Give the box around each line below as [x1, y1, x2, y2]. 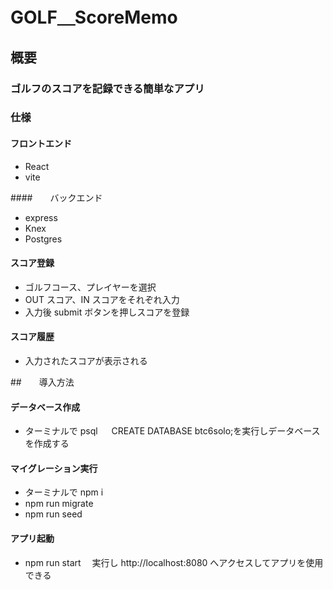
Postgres [24, 233, 63, 245]
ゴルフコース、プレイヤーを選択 [24, 281, 157, 293]
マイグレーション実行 [10, 462, 98, 474]
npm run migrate [24, 498, 94, 510]
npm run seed [24, 508, 83, 520]
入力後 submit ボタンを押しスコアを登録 [24, 306, 190, 318]
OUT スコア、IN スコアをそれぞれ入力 [24, 293, 180, 305]
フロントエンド [10, 138, 72, 150]
